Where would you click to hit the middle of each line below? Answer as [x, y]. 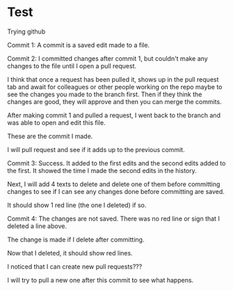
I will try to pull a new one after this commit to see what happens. [101, 280]
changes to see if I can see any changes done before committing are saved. [116, 191]
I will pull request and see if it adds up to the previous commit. [96, 149]
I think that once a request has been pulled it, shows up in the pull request [113, 79]
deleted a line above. [37, 226]
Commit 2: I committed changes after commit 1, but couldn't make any [108, 58]
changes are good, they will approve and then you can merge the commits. [114, 101]
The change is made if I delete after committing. [76, 239]
